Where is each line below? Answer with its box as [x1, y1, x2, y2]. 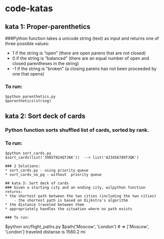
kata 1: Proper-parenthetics [5, 23, 91, 31]
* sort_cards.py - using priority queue [5, 167, 89, 173]
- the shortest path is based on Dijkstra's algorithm [14, 198, 128, 203]
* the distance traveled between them [5, 202, 84, 207]
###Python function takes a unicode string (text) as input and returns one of [5, 35, 159, 41]
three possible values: [5, 41, 50, 47]
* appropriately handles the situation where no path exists [5, 206, 133, 211]
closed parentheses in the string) [12, 61, 79, 66]
